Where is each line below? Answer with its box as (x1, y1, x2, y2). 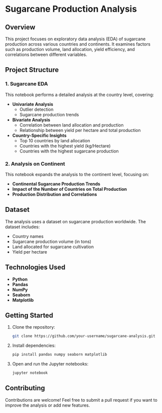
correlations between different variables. (5, 52, 87, 57)
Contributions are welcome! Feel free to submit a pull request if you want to (5, 397, 158, 403)
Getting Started (5, 311, 54, 319)
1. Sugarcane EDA (5, 80, 48, 87)
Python (12, 276, 28, 282)
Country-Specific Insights (12, 132, 67, 138)
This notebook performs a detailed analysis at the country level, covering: (5, 92, 154, 98)
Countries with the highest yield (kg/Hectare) (19, 143, 111, 149)
